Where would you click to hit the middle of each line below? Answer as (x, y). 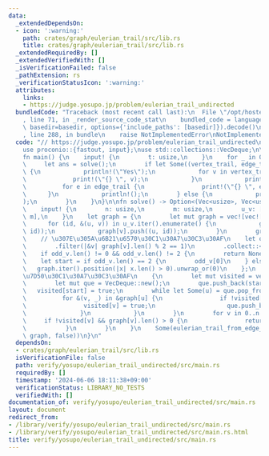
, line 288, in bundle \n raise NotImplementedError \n (120, 134)
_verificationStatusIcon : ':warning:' (80, 82)
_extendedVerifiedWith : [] (60, 61)
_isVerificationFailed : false (66, 68)
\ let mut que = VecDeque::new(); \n (96, 284)
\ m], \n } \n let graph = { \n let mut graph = (123, 217)
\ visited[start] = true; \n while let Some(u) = (121, 291)
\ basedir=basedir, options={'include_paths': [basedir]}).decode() (139, 127)
